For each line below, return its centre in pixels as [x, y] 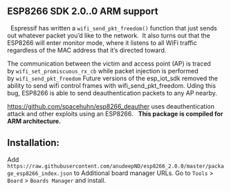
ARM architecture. [34, 121]
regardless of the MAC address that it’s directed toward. [87, 50]
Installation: [34, 143]
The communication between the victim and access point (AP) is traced [109, 63]
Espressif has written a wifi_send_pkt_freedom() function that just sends [114, 28]
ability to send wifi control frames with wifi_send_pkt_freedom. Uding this [112, 85]
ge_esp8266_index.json [40, 173]
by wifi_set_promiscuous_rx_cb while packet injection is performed [103, 71]
